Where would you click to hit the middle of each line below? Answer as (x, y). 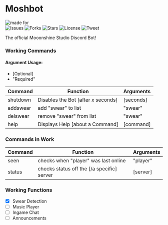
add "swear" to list (59, 108)
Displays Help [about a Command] (78, 124)
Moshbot (24, 9)
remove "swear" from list (67, 116)
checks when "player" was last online (82, 161)
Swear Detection (29, 201)
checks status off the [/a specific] (77, 169)
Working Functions (29, 190)
